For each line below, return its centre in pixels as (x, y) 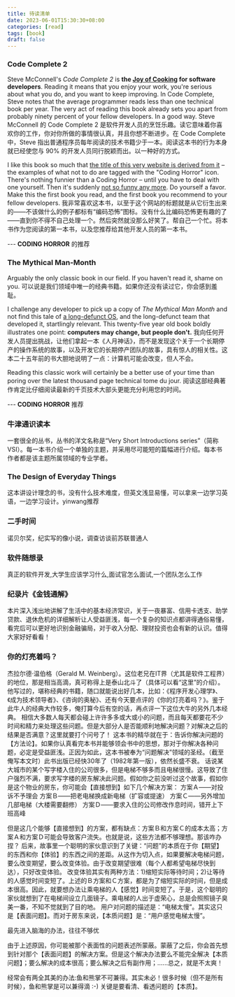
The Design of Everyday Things (62, 476)
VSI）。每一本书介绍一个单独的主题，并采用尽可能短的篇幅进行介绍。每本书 (115, 450)
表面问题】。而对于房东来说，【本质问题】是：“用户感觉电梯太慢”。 (114, 915)
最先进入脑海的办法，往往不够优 (53, 930)
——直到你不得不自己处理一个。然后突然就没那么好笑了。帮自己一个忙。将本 (117, 220)
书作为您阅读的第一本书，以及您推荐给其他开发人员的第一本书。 (99, 229)
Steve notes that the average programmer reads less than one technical (111, 101)
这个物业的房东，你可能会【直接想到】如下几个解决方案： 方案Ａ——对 (115, 787)
